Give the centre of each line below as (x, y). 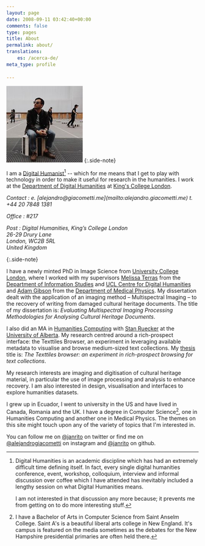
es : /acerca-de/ (38, 58)
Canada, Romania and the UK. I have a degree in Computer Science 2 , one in (102, 411)
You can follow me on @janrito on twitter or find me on (75, 437)
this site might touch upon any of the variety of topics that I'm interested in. (101, 424)
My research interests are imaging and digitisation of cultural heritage (94, 373)
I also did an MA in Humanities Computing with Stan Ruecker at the (91, 329)
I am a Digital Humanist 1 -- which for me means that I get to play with (93, 172)
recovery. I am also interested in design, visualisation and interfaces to (95, 386)
